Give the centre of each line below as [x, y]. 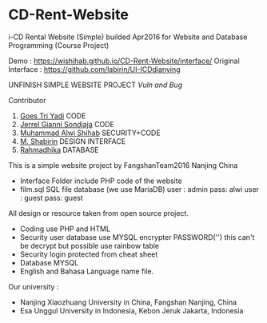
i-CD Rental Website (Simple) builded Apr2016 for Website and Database [128, 37]
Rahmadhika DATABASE [59, 150]
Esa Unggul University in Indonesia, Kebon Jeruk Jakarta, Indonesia [132, 310]
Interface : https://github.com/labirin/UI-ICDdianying [95, 69]
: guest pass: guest [52, 197]
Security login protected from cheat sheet [89, 254]
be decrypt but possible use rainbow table [90, 245]
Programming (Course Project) [59, 45]
